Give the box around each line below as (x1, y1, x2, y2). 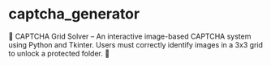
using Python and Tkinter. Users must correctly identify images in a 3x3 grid (8, 39, 264, 49)
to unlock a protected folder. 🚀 (8, 48, 110, 58)
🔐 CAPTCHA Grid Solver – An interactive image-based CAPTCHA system (8, 31, 252, 41)
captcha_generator (8, 5, 140, 23)
